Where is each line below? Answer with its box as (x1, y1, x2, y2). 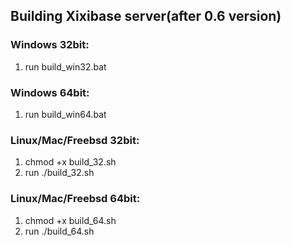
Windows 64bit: (10, 85, 90, 99)
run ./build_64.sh (24, 225, 95, 237)
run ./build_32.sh (24, 167, 95, 179)
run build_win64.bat (24, 108, 107, 120)
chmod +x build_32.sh (24, 156, 117, 168)
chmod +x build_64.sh (24, 214, 117, 226)
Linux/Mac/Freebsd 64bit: (10, 192, 141, 206)
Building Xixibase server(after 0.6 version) (10, 8, 282, 25)
